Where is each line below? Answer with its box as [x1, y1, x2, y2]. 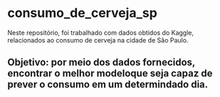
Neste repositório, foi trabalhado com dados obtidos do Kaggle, [7, 28, 194, 37]
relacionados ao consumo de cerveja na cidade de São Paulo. [7, 35, 189, 44]
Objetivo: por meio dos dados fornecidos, [7, 57, 196, 69]
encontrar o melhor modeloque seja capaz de [7, 67, 213, 79]
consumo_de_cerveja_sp [7, 5, 158, 21]
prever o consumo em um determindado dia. [7, 79, 209, 91]
